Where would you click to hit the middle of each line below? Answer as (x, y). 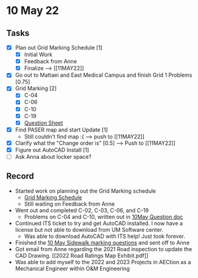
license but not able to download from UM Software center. (89, 229)
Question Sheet (43, 123)
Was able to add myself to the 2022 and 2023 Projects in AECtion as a (103, 262)
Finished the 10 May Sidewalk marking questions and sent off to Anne (102, 242)
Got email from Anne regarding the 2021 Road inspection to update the (104, 249)
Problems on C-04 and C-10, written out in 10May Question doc (104, 217)
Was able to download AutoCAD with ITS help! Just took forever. (104, 236)
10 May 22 (33, 11)
